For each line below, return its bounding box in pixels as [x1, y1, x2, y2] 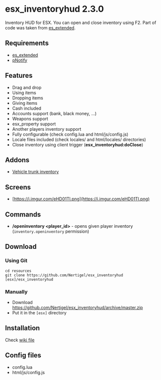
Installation [5, 324, 40, 332]
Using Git [5, 257, 28, 264]
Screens [5, 183, 31, 191]
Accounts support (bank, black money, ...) [12, 110, 97, 116]
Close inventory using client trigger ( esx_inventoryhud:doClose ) [12, 142, 143, 147]
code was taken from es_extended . [5, 24, 76, 30]
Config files [5, 351, 41, 359]
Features [5, 71, 33, 80]
